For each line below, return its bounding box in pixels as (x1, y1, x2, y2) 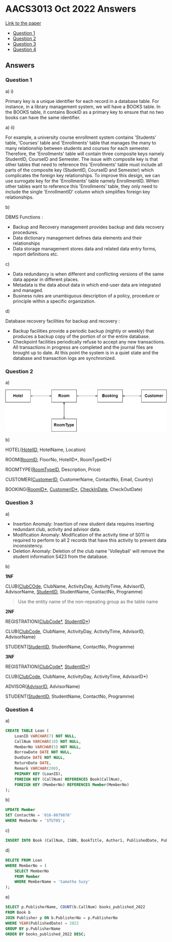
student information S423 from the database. (12, 553, 109, 560)
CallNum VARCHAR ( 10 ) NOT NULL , (14, 739, 81, 744)
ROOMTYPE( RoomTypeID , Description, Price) (5, 466, 101, 473)
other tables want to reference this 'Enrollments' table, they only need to (5, 183, 158, 189)
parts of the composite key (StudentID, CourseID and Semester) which (5, 167, 154, 173)
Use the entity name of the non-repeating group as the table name (17, 598, 158, 605)
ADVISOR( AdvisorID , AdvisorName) (5, 683, 80, 689)
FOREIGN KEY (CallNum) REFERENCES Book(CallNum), (14, 777, 123, 782)
